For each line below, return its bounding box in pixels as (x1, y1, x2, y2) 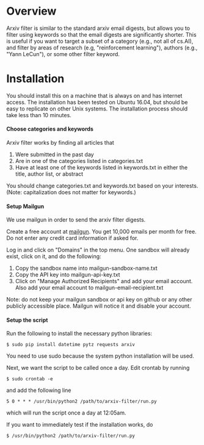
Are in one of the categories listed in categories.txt (15, 157, 144, 165)
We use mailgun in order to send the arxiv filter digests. (6, 216, 146, 223)
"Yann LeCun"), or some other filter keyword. (6, 50, 120, 57)
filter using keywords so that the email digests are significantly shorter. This (6, 31, 197, 38)
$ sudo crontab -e (6, 376, 53, 382)
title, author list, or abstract (15, 170, 84, 178)
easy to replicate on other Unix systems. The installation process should (6, 105, 188, 112)
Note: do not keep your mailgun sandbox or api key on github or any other (6, 296, 192, 303)
